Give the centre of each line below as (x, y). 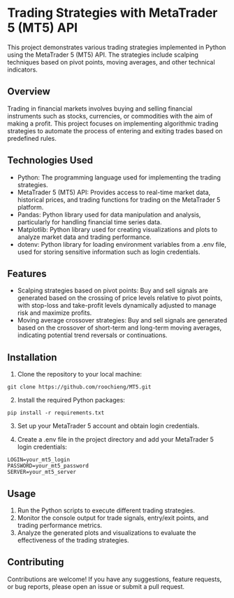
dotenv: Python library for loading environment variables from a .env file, (122, 244)
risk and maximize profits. (54, 313)
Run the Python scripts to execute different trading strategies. (106, 510)
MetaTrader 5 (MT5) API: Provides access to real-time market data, (114, 192)
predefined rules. (32, 138)
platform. (30, 207)
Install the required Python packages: (71, 400)
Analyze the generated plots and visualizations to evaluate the (107, 533)
